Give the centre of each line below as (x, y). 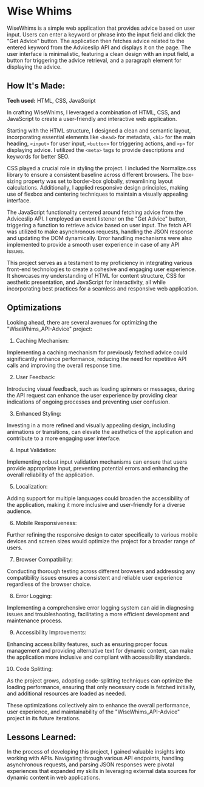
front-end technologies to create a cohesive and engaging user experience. (101, 269)
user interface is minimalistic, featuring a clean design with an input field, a (100, 53)
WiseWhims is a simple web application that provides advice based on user (101, 28)
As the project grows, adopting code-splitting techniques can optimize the (100, 680)
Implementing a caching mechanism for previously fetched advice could (97, 352)
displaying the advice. (34, 67)
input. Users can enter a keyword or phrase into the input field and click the (101, 34)
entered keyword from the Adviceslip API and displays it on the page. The (99, 47)
